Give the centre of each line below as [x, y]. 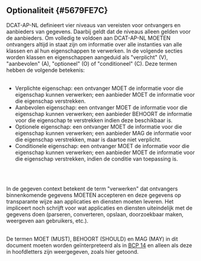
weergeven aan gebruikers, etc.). [47, 221]
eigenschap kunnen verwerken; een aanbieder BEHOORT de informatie [104, 114]
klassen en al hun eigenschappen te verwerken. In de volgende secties [94, 51]
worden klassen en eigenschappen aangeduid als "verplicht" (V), [87, 57]
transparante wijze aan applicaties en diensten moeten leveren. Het [90, 201]
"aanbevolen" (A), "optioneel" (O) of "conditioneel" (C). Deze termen [92, 63]
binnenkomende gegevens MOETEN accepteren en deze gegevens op [94, 195]
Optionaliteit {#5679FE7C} [57, 11]
